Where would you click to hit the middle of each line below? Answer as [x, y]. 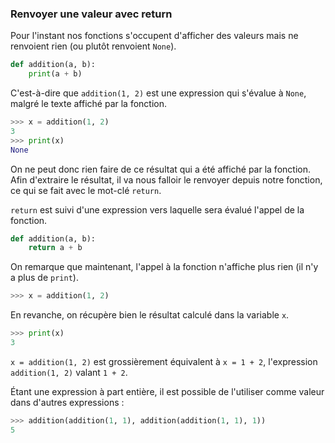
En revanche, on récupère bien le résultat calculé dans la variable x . [150, 315]
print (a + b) [55, 74]
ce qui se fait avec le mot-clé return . [86, 190]
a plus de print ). [44, 278]
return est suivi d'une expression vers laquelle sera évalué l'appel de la [157, 209]
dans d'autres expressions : [67, 402]
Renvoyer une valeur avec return [91, 14]
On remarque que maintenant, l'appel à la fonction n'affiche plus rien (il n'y [164, 267]
